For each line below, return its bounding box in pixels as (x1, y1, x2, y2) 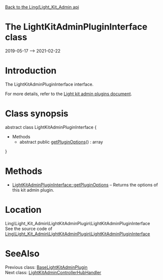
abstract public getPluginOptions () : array (19, 139, 103, 145)
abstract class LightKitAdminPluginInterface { (5, 124, 97, 130)
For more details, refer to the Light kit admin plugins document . (5, 91, 132, 97)
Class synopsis (5, 108, 69, 119)
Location (5, 204, 42, 215)
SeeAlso (5, 248, 40, 259)
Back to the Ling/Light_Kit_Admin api (5, 4, 79, 10)
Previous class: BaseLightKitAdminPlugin (5, 264, 88, 270)
